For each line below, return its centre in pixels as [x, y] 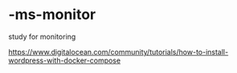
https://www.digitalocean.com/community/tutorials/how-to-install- [118, 52]
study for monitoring [42, 36]
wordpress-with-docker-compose [65, 60]
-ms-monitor [52, 15]
